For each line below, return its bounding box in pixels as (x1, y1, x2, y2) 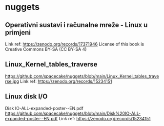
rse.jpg (5, 78, 20, 84)
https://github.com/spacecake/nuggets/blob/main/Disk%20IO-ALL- (5, 110, 141, 116)
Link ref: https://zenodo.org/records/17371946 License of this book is (5, 41, 144, 47)
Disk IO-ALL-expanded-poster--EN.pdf (5, 105, 84, 111)
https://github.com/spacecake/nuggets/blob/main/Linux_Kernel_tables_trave (5, 73, 159, 79)
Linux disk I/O (5, 93, 48, 101)
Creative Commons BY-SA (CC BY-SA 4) (5, 47, 87, 52)
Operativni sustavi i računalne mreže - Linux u (5, 21, 148, 29)
